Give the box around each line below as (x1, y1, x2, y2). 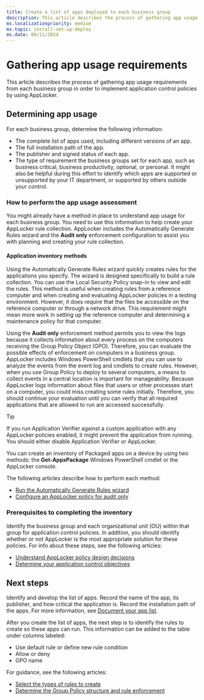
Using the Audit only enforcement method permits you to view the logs (6, 329, 186, 337)
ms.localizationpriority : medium (6, 20, 92, 26)
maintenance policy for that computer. (6, 318, 103, 325)
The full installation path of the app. (15, 143, 105, 151)
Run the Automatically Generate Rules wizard (15, 486, 129, 494)
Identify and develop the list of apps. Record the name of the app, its (6, 594, 179, 601)
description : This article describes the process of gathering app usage (6, 15, 199, 21)
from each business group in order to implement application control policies (6, 85, 197, 92)
